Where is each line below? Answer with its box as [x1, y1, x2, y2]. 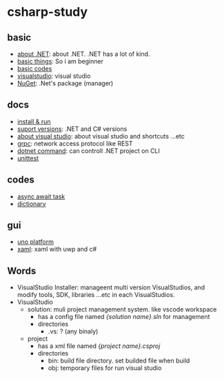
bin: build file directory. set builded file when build [48, 356, 190, 365]
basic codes [17, 65, 52, 72]
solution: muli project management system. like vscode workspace [27, 305, 217, 314]
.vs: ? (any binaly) [48, 327, 99, 336]
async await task [17, 192, 65, 201]
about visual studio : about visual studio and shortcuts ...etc [17, 132, 185, 140]
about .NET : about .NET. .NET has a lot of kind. [17, 50, 150, 58]
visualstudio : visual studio [17, 72, 91, 80]
